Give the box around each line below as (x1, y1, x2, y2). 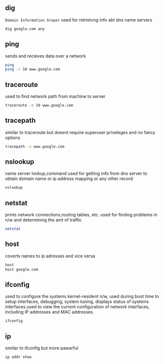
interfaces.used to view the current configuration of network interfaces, (5, 304, 150, 310)
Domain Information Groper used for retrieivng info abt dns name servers (5, 17, 153, 23)
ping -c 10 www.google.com (5, 67, 60, 72)
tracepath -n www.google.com (5, 144, 65, 149)
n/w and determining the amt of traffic (5, 217, 82, 223)
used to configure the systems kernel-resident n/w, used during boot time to (5, 294, 159, 299)
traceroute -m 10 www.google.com (5, 103, 73, 108)
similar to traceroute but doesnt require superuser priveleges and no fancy (5, 129, 156, 135)
